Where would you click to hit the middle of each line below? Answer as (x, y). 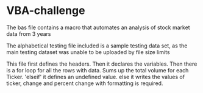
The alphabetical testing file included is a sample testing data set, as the (97, 46)
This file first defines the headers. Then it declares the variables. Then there (102, 64)
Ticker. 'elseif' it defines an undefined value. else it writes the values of (95, 77)
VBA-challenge (46, 11)
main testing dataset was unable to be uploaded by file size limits (88, 52)
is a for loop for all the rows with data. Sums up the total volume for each (98, 70)
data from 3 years (29, 33)
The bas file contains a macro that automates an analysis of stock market (98, 27)
